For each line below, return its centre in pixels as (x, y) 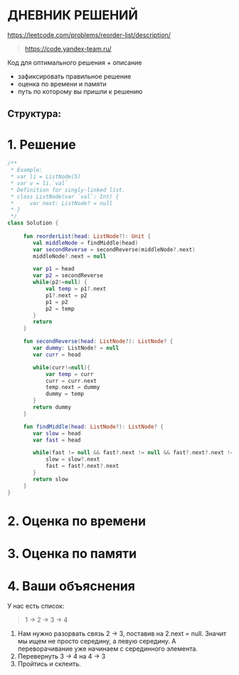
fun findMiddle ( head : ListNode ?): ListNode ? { (93, 427)
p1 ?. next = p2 (66, 295)
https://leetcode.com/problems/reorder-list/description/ (89, 35)
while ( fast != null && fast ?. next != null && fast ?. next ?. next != (133, 453)
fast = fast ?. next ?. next (82, 466)
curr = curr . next (71, 381)
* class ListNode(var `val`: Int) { (65, 197)
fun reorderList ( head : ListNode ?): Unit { (87, 236)
